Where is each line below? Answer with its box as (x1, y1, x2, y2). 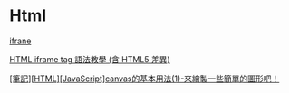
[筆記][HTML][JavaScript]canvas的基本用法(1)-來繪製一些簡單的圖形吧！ (9, 73, 280, 84)
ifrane (9, 35, 32, 46)
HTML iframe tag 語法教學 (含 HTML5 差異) (9, 53, 170, 64)
